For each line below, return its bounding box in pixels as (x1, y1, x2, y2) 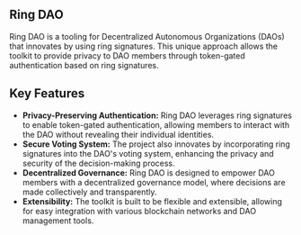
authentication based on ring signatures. (9, 59, 159, 70)
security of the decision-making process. (22, 158, 175, 168)
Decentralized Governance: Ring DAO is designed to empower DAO (22, 167, 276, 178)
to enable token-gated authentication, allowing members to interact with (22, 119, 290, 130)
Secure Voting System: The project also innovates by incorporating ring (22, 139, 290, 149)
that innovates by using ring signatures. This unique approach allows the (9, 41, 279, 51)
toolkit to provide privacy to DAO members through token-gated (9, 50, 245, 61)
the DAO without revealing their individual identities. (22, 129, 214, 140)
